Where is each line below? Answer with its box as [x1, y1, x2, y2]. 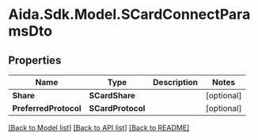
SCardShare [89, 90, 136, 101]
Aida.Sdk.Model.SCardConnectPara [8, 6, 251, 24]
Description [153, 77, 198, 87]
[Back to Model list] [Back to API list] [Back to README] [8, 123, 190, 132]
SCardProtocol [89, 103, 146, 113]
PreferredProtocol [12, 103, 82, 113]
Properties [8, 53, 62, 67]
